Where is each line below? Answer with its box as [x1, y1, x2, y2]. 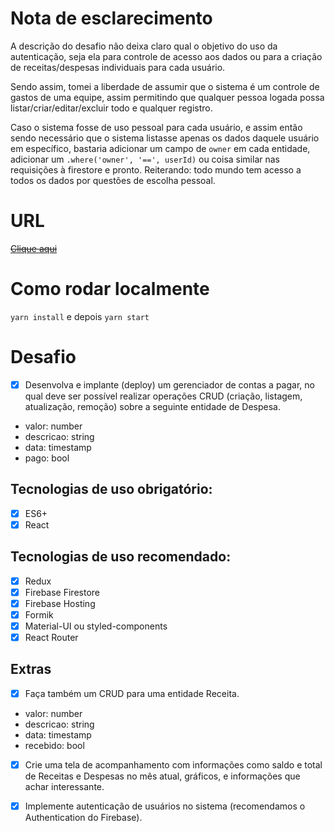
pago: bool [24, 452, 70, 464]
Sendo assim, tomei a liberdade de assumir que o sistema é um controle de [10, 80, 320, 92]
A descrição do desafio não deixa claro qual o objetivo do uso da [10, 40, 278, 52]
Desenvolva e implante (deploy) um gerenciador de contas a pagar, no [24, 378, 315, 391]
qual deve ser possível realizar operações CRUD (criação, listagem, [24, 390, 303, 402]
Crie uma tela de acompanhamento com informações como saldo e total [24, 758, 323, 771]
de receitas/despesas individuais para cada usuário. [10, 61, 226, 73]
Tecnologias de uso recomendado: [10, 548, 232, 566]
